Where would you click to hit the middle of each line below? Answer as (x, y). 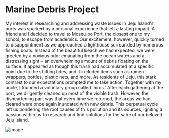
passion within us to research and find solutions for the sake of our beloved (84, 114)
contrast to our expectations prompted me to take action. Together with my (83, 82)
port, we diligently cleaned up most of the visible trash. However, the (77, 93)
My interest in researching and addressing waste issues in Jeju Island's (79, 23)
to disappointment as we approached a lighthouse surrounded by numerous (84, 44)
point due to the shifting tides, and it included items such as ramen (75, 71)
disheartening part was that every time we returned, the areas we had (78, 98)
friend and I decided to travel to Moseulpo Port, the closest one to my (78, 34)
